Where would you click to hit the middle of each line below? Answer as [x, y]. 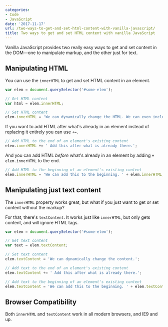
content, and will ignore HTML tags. [42, 222]
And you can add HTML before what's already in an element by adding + [80, 155]
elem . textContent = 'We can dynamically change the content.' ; [72, 259]
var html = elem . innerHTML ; [34, 103]
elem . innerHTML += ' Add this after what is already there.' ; [71, 146]
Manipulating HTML [37, 68]
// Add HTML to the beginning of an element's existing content [73, 170]
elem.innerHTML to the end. [32, 160]
